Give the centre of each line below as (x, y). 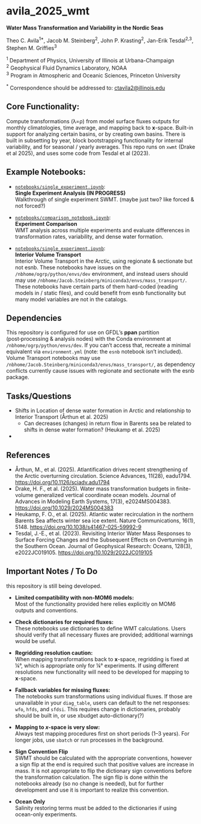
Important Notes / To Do (52, 571)
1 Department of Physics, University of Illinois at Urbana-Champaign (90, 60)
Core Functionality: (43, 107)
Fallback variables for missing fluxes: (63, 690)
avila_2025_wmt (48, 11)
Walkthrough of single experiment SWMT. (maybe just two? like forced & (104, 199)
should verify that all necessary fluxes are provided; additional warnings (104, 635)
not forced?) (30, 206)
